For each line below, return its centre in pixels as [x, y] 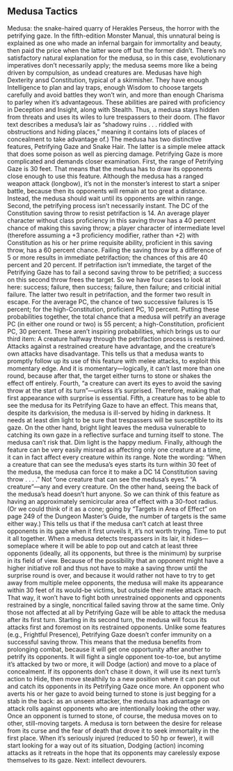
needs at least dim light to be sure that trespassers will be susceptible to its [115, 420]
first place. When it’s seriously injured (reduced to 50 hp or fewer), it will [111, 738]
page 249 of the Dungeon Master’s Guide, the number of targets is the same [117, 516]
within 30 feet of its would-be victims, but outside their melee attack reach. [115, 590]
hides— [198, 538]
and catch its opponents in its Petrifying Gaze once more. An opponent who [116, 686]
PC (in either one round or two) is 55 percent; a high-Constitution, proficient [116, 324]
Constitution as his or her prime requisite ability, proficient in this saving [110, 242]
